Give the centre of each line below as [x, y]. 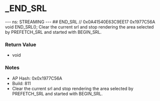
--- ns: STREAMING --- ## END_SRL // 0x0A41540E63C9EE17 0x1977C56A [80, 22]
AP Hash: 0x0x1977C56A [37, 78]
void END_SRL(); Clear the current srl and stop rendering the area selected [80, 27]
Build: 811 [21, 83]
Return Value [21, 44]
